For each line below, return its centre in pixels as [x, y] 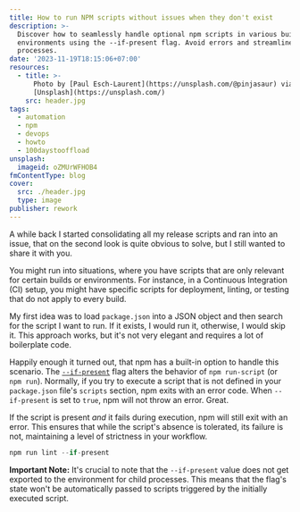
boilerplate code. [40, 344]
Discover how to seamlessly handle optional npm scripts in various [147, 34]
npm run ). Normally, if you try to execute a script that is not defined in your [145, 381]
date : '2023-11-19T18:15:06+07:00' [75, 59]
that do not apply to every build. [68, 298]
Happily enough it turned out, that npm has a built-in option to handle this [144, 362]
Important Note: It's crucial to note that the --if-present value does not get [149, 469]
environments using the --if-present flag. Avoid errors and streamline [155, 42]
